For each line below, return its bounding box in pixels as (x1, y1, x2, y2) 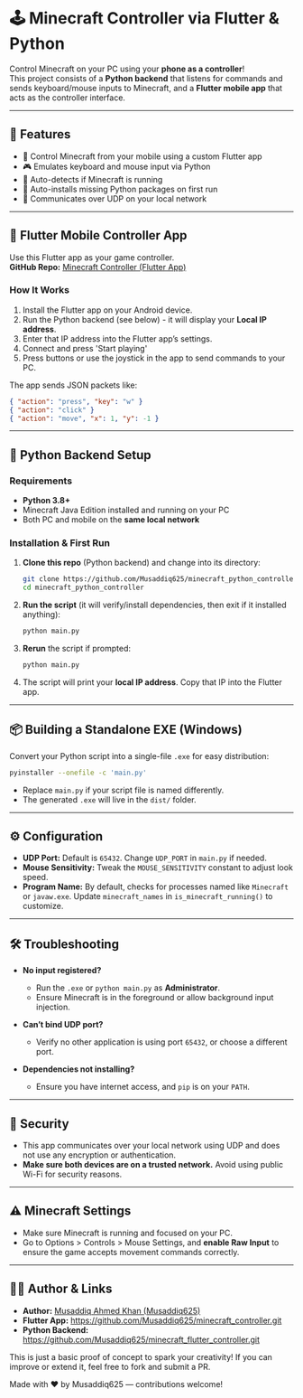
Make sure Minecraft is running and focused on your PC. (22, 1227, 233, 1238)
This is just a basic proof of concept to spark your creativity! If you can (9, 1351, 273, 1362)
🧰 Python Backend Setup (9, 447, 151, 463)
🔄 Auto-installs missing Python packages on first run (22, 183, 218, 194)
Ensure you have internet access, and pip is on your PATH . (35, 1082, 250, 1093)
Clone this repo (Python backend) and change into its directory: (22, 558, 262, 568)
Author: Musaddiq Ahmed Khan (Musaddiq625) (22, 1305, 201, 1316)
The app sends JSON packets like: (9, 380, 138, 390)
